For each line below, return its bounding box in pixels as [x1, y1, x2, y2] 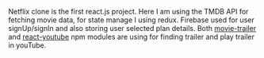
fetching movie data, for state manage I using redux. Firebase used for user [8, 15, 255, 25]
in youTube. [8, 41, 47, 50]
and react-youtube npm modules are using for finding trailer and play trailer [8, 32, 255, 41]
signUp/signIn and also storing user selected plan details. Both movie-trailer [8, 24, 256, 33]
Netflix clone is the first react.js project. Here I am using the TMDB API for [8, 7, 249, 16]
